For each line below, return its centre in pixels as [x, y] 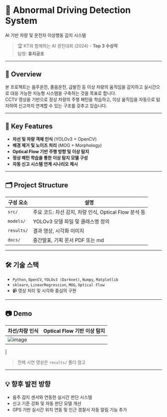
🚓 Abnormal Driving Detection [68, 10]
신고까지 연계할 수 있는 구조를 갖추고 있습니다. [63, 105]
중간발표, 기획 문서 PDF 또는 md [69, 240]
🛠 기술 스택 [22, 265]
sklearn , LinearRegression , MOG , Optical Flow [58, 285]
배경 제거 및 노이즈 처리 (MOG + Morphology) [57, 145]
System [21, 21]
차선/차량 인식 [23, 331]
